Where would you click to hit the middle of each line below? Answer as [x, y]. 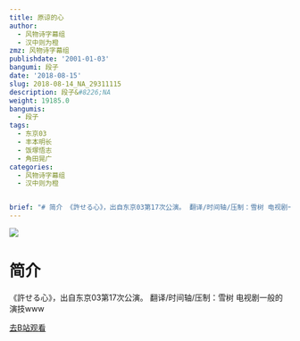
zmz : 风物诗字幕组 [39, 51]
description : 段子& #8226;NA [60, 92]
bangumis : [28, 109]
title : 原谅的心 [37, 17]
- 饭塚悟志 [35, 150]
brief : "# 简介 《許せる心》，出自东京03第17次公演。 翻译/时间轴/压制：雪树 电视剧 [149, 208]
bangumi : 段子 [34, 68]
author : [24, 26]
